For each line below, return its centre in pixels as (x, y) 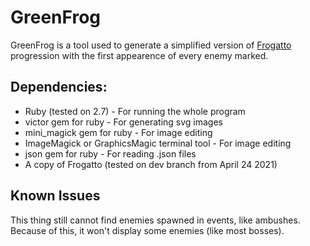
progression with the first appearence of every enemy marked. (139, 55)
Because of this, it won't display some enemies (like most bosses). (147, 230)
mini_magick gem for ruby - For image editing (118, 132)
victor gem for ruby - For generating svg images (124, 122)
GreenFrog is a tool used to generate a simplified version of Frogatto (151, 45)
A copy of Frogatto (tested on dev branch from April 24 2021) (151, 164)
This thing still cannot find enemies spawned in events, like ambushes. (155, 220)
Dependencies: (59, 87)
